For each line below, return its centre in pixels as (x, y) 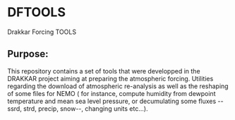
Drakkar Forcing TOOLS (42, 32)
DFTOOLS (36, 12)
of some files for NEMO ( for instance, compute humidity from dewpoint (112, 93)
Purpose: (28, 54)
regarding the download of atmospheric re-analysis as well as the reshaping (118, 86)
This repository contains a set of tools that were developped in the (104, 71)
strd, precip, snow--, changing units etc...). (86, 108)
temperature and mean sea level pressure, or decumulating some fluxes (112, 101)
